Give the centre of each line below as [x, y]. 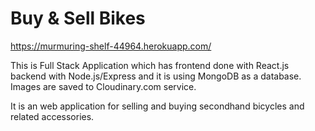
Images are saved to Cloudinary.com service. [103, 86]
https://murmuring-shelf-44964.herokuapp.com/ [111, 46]
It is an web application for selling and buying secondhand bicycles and [157, 106]
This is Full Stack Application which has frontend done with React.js [150, 65]
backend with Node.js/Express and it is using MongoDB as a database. [156, 76]
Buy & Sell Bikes [78, 18]
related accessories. [52, 116]
